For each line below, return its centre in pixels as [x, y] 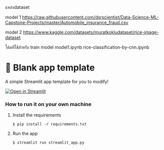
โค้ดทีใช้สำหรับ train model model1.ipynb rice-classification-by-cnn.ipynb [77, 47]
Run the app [25, 133]
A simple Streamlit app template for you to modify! [57, 81]
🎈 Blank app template [50, 68]
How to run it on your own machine [48, 104]
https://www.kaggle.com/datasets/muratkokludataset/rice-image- [91, 32]
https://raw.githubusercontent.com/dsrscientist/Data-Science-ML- [90, 17]
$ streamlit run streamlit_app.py [48, 143]
